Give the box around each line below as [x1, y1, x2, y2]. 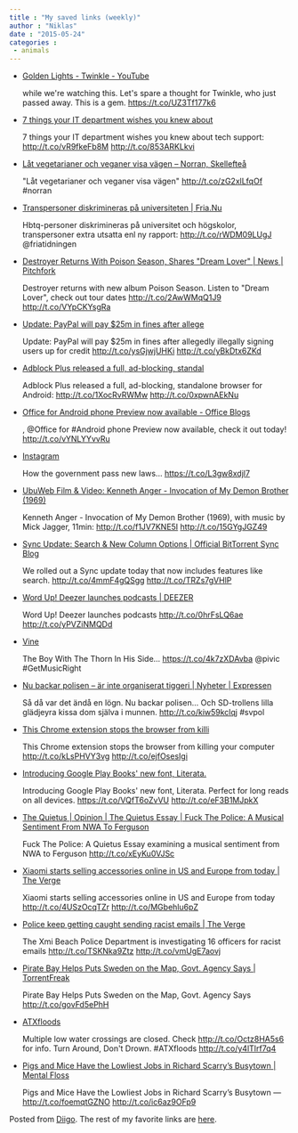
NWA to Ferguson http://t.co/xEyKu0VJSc [21, 848, 175, 860]
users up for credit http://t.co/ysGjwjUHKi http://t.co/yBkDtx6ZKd [21, 346, 262, 356]
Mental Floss [21, 1070, 69, 1080]
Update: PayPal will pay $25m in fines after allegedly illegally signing [21, 336, 274, 347]
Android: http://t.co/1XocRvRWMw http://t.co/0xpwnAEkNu [21, 389, 239, 401]
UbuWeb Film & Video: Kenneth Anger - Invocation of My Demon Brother [21, 485, 289, 496]
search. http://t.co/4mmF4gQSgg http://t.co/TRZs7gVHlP [21, 575, 232, 586]
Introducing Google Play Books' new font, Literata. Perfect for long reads [21, 786, 289, 796]
